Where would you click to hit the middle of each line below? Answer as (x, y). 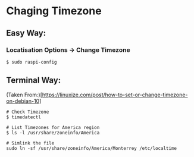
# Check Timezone (28, 112)
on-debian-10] (24, 101)
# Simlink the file (30, 143)
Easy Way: (26, 33)
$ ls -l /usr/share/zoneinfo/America (53, 133)
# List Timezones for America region (53, 127)
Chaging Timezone (54, 11)
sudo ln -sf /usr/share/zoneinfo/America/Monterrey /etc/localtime (92, 148)
